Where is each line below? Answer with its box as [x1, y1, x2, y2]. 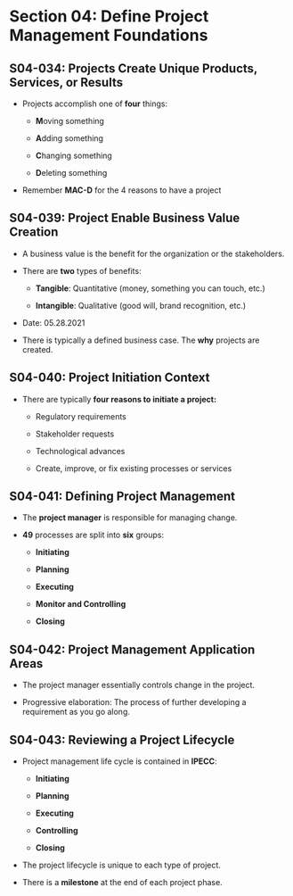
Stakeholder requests [35, 428, 115, 439]
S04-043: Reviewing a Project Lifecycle [9, 732, 235, 747]
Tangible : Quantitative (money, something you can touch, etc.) [35, 283, 265, 294]
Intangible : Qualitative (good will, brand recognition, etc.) [35, 300, 247, 311]
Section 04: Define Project [9, 6, 209, 27]
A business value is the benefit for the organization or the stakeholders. [21, 248, 285, 259]
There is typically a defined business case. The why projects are [21, 335, 260, 345]
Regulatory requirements [35, 411, 126, 421]
